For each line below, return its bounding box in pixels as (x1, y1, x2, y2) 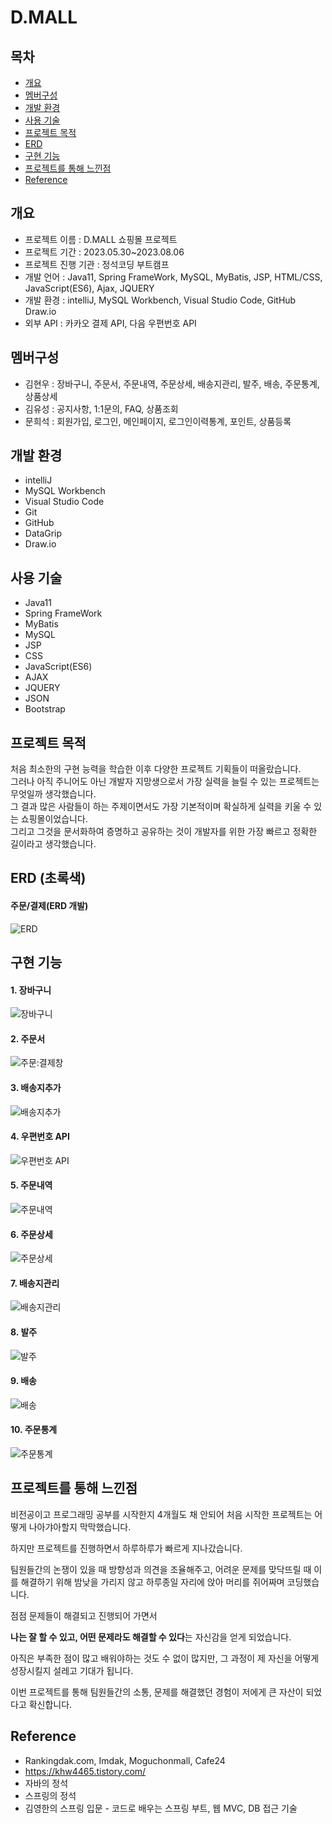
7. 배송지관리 (10, 1277, 60, 1289)
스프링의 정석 (24, 1789, 77, 1801)
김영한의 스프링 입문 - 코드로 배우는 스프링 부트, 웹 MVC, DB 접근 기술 (24, 1802, 298, 1814)
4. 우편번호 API (10, 1131, 70, 1143)
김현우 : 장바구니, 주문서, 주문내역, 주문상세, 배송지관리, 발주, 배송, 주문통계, (24, 377, 320, 390)
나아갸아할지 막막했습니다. (28, 1521, 132, 1533)
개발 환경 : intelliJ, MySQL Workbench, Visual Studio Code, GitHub (24, 294, 297, 306)
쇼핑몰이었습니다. (20, 813, 88, 825)
